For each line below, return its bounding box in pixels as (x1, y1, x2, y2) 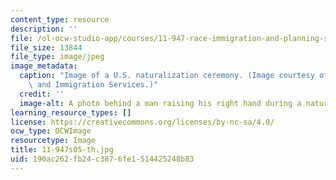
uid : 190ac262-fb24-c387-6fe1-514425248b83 (10, 154, 195, 164)
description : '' (10, 24, 78, 34)
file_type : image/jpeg (10, 52, 105, 62)
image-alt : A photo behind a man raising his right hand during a (19, 98, 302, 108)
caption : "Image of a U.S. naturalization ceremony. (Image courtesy (19, 71, 315, 81)
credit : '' (19, 89, 65, 99)
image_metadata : (10, 61, 78, 71)
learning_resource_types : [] (10, 107, 132, 118)
